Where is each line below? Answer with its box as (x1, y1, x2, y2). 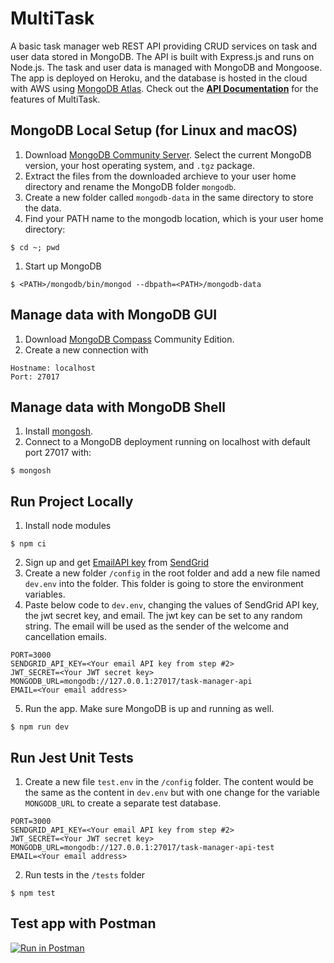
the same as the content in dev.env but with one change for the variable (24, 787, 320, 798)
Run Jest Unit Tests (10, 749, 134, 766)
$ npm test (10, 888, 56, 898)
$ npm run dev (10, 722, 70, 732)
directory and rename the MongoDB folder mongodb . (24, 180, 237, 192)
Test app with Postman (10, 915, 157, 932)
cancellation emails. (24, 631, 107, 643)
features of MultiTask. (10, 93, 101, 105)
